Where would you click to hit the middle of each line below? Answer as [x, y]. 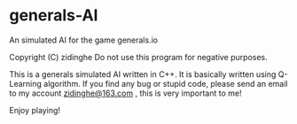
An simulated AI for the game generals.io [83, 40]
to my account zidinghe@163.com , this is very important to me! [125, 93]
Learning [26, 83]
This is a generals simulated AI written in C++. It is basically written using [143, 74]
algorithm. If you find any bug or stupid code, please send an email [166, 83]
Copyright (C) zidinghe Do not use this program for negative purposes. [138, 57]
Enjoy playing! [35, 110]
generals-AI [54, 15]
